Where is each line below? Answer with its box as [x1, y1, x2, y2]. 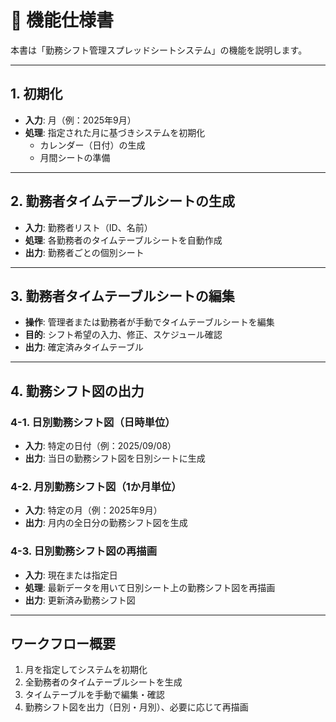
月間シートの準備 [39, 151, 111, 163]
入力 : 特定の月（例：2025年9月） [24, 504, 163, 516]
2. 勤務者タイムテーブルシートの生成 [10, 193, 235, 210]
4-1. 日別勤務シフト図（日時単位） [10, 415, 176, 429]
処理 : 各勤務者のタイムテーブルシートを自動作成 [24, 234, 223, 246]
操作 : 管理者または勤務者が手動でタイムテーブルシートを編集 [24, 316, 275, 328]
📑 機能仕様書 [10, 9, 115, 32]
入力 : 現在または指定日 [24, 569, 118, 581]
